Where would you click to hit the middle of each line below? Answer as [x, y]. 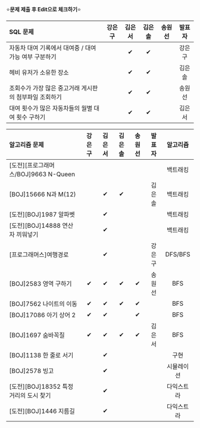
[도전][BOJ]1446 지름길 [42, 411]
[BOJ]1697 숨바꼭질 [37, 335]
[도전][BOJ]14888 [35, 226]
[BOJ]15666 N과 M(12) [43, 194]
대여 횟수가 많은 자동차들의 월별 [51, 108]
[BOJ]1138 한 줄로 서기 [41, 355]
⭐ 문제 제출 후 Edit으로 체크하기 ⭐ [44, 9]
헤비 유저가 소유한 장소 [39, 72]
